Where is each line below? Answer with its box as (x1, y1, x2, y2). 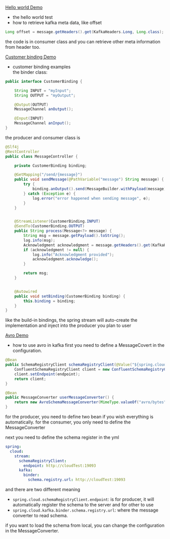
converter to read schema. (12, 513, 68, 518)
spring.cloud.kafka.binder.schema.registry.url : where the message (12, 507, 158, 513)
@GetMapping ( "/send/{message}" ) (14, 172, 82, 177)
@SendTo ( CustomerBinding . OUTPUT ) (14, 224, 85, 229)
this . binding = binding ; (23, 298, 76, 304)
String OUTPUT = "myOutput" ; (14, 93, 76, 98)
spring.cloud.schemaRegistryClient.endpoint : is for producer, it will (12, 496, 154, 502)
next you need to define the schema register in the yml (5, 434, 119, 440)
